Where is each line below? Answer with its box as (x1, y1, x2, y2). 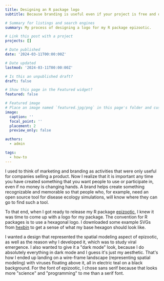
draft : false (5, 79, 32, 84)
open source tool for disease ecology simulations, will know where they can (5, 194, 158, 200)
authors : (5, 137, 23, 142)
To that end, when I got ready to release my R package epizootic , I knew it (5, 209, 154, 215)
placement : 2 (9, 123, 36, 129)
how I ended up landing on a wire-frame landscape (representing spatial (5, 255, 150, 260)
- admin (9, 141, 25, 147)
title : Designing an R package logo (5, 7, 80, 12)
